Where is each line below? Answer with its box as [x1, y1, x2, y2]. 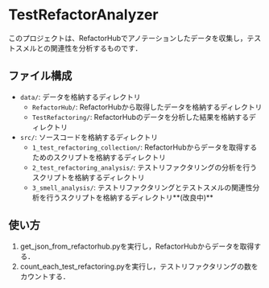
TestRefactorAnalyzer [8, 6, 159, 24]
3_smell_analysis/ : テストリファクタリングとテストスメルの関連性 [31, 183, 253, 192]
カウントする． [19, 271, 70, 281]
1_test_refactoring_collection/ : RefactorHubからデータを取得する [31, 142, 258, 152]
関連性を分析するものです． [50, 43, 143, 53]
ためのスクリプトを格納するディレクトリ [31, 152, 167, 162]
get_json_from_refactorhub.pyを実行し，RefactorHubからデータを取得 [19, 241, 255, 251]
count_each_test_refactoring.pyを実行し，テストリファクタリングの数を [19, 261, 259, 271]
